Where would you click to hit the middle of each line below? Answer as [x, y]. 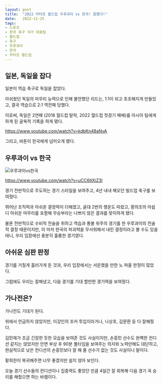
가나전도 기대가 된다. [25, 311]
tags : [10, 23]
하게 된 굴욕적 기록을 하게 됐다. [34, 121]
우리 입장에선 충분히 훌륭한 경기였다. [50, 235]
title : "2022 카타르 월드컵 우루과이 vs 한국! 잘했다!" [56, 14]
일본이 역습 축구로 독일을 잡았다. [36, 89]
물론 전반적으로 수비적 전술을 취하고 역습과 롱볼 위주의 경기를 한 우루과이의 [76, 223]
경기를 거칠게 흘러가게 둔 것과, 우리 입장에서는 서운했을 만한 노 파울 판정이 [75, 265]
